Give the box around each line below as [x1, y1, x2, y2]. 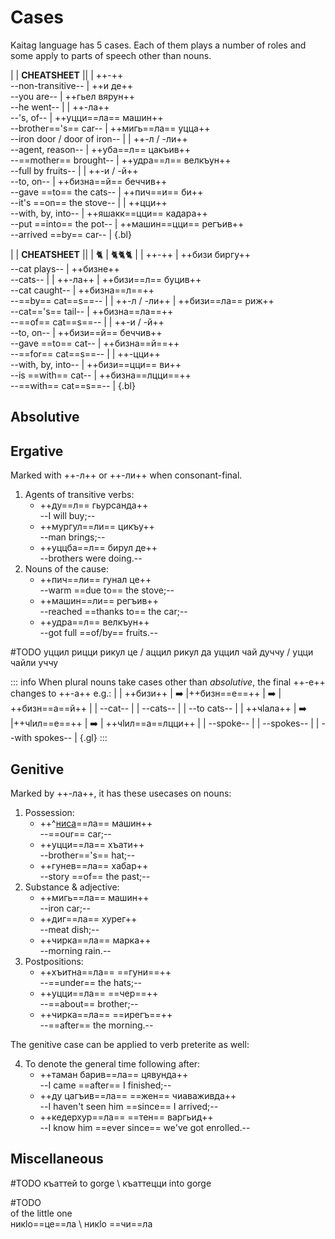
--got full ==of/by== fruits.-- [39, 627, 158, 639]
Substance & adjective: [24, 881, 120, 893]
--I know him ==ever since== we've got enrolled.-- [39, 1121, 251, 1133]
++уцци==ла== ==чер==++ [39, 987, 159, 999]
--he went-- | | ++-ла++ [10, 101, 110, 113]
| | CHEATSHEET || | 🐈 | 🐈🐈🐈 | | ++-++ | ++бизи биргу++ [10, 248, 252, 260]
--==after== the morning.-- [39, 1019, 154, 1031]
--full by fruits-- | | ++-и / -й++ [10, 164, 139, 176]
